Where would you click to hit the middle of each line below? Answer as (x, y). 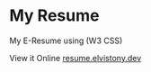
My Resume (54, 16)
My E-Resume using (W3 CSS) (66, 40)
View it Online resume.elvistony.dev (75, 58)
